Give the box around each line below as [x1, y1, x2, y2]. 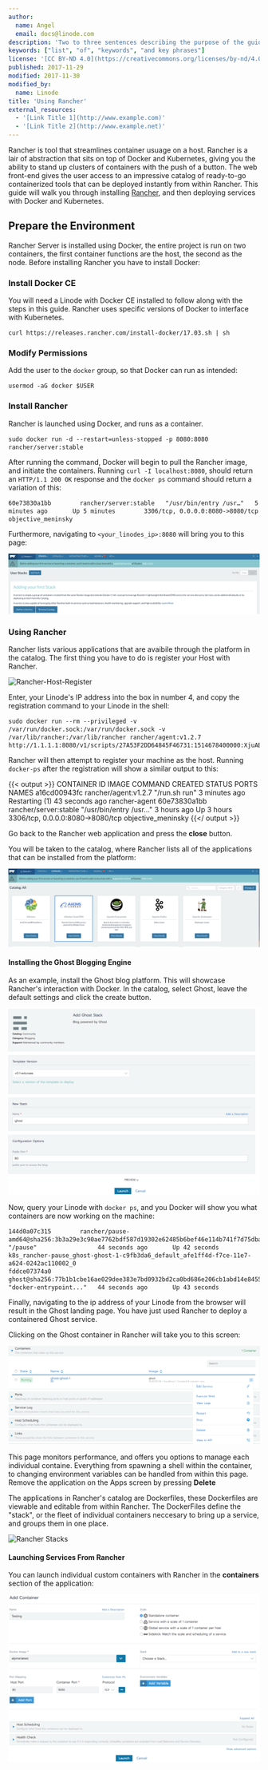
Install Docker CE [8, 277, 77, 288]
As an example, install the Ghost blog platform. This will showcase [8, 975, 226, 985]
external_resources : [8, 105, 77, 113]
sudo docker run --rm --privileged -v [8, 717, 137, 726]
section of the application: [8, 1578, 94, 1589]
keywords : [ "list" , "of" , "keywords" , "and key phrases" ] [8, 46, 205, 55]
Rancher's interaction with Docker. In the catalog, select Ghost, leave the [8, 983, 247, 994]
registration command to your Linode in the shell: [8, 701, 170, 711]
